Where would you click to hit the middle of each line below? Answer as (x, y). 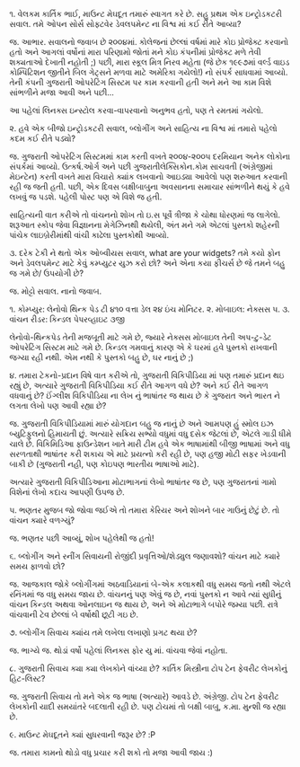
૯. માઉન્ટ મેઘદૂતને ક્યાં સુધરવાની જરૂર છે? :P (82, 735)
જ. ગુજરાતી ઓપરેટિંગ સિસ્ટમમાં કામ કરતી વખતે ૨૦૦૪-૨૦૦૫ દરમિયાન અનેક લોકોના (150, 156)
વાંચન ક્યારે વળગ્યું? (42, 520)
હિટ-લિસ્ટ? (27, 679)
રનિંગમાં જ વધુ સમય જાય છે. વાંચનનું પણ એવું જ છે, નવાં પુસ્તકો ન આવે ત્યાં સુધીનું (146, 594)
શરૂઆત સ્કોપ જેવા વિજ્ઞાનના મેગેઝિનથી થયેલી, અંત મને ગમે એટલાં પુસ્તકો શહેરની (145, 225)
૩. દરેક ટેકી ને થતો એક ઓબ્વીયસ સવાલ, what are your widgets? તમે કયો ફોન (145, 253)
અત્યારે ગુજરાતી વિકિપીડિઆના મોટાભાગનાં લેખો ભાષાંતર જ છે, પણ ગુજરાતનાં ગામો (143, 482)
